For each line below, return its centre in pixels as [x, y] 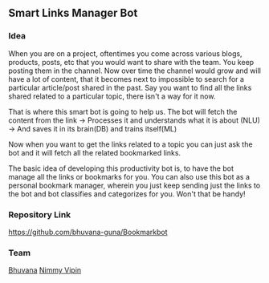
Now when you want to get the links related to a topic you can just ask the [130, 144]
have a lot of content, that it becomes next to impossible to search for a [126, 79]
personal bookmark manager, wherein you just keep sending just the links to [134, 185]
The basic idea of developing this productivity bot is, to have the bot [121, 168]
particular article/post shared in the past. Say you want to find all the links [130, 87]
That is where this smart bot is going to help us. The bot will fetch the [123, 111]
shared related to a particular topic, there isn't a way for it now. [112, 96]
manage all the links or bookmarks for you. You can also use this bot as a [129, 176]
